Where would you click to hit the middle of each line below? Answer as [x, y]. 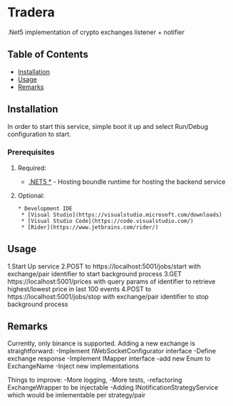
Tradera [31, 12]
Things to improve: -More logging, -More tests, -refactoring [95, 380]
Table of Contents [48, 54]
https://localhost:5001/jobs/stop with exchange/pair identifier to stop [108, 296]
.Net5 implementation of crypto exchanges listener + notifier [96, 32]
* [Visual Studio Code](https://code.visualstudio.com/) [107, 221]
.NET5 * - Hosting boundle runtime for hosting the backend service [127, 182]
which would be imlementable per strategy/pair [77, 395]
